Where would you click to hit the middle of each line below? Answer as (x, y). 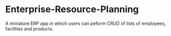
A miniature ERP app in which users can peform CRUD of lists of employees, (86, 23)
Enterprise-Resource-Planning (72, 9)
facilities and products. (29, 28)
